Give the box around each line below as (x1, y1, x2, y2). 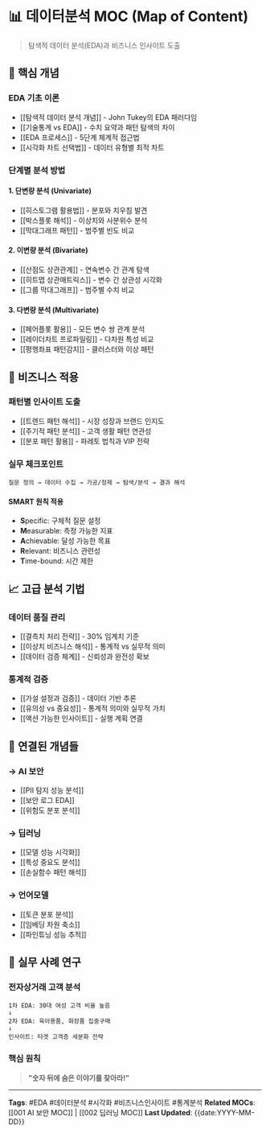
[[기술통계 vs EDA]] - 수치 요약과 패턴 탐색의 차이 (19, 122, 175, 132)
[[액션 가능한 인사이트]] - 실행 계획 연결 (19, 714, 143, 723)
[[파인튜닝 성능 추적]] (19, 929, 87, 939)
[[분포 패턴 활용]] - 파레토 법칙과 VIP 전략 (19, 436, 150, 446)
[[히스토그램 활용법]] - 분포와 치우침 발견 (19, 205, 148, 215)
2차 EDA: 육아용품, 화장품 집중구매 (8, 1017, 111, 1026)
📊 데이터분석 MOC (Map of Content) (8, 7, 249, 26)
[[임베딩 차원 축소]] (19, 919, 80, 929)
